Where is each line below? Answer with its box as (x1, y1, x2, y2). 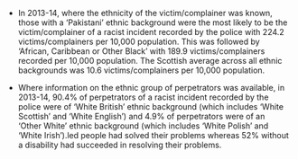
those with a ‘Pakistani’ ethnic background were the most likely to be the (17, 17, 288, 28)
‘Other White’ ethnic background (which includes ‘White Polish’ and (17, 120, 269, 131)
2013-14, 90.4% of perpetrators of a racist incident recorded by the (17, 92, 269, 102)
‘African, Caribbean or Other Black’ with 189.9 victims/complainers (17, 46, 265, 57)
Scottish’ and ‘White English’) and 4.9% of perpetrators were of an (17, 111, 265, 121)
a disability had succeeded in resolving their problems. (17, 139, 222, 150)
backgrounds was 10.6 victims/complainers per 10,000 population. (17, 65, 265, 75)
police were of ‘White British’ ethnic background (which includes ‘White (17, 102, 284, 111)
